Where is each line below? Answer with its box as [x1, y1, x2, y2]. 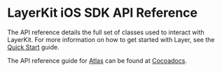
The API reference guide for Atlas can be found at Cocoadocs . [7, 56, 188, 64]
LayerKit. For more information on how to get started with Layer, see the [7, 35, 215, 43]
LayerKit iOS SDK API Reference [7, 5, 198, 21]
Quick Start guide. [7, 43, 60, 51]
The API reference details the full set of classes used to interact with [7, 28, 204, 36]
